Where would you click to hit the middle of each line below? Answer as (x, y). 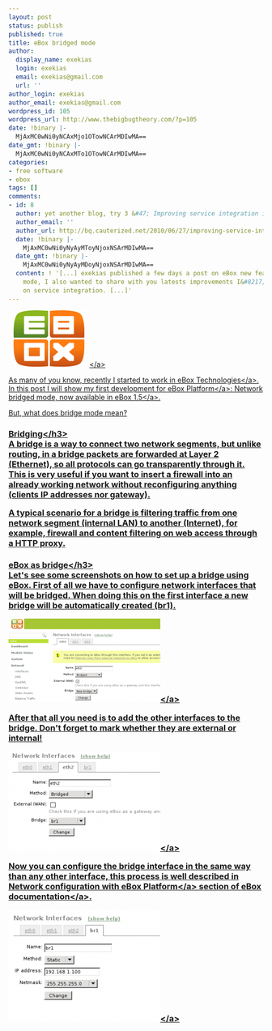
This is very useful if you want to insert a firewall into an (121, 474)
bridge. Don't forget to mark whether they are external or (122, 727)
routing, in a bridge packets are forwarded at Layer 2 (114, 454)
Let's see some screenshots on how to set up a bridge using (129, 575)
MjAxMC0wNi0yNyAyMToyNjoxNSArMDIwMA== (88, 248)
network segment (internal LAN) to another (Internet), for (123, 522)
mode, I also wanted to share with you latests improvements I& (134, 282)
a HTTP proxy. (37, 543)
